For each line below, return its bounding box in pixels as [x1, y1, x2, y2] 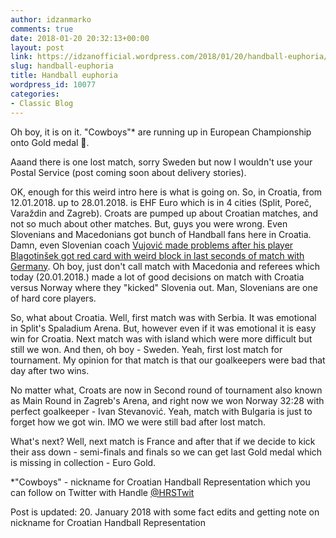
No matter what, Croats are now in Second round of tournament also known [10, 384, 323, 396]
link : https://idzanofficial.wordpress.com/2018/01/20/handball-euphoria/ [10, 52, 329, 62]
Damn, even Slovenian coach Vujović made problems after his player [10, 239, 294, 251]
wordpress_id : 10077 [10, 80, 97, 90]
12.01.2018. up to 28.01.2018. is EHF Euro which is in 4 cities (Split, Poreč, [10, 196, 312, 208]
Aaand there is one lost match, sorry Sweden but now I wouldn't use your [10, 156, 313, 168]
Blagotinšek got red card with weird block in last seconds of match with [10, 249, 305, 261]
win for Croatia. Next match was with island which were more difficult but [10, 332, 313, 345]
